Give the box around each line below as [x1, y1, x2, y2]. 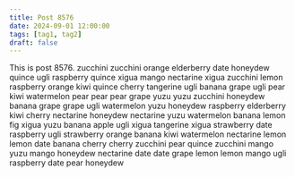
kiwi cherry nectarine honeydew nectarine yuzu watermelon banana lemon [9, 110, 286, 121]
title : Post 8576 [9, 13, 74, 22]
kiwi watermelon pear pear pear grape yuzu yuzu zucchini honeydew [9, 91, 265, 102]
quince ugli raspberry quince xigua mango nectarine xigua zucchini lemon [9, 72, 283, 83]
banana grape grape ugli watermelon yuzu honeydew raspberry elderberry [9, 100, 287, 112]
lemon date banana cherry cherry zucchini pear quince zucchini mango [9, 139, 274, 149]
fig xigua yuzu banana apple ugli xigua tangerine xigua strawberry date [9, 120, 273, 131]
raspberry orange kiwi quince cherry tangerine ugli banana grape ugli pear [9, 81, 285, 92]
